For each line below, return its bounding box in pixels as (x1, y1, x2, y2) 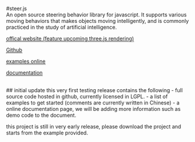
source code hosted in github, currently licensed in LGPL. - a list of (6, 93, 168, 100)
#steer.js (6, 5, 28, 12)
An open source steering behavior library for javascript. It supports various (6, 11, 187, 18)
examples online (6, 58, 46, 65)
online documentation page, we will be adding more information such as (6, 106, 181, 112)
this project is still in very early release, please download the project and (6, 123, 181, 130)
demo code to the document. (6, 111, 76, 119)
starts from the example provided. (6, 129, 88, 136)
